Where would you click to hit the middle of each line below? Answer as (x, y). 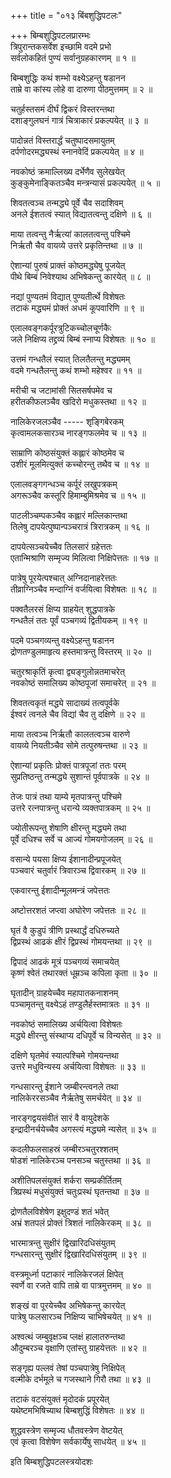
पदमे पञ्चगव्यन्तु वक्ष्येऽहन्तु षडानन (62, 640)
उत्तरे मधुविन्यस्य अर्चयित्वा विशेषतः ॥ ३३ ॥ (78, 1066)
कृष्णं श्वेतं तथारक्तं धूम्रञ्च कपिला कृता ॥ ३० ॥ (84, 973)
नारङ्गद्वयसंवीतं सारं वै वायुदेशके (60, 1118)
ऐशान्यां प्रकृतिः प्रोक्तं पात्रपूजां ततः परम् (68, 765)
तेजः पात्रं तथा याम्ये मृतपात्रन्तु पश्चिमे (66, 796)
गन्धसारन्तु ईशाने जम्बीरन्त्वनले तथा (64, 1086)
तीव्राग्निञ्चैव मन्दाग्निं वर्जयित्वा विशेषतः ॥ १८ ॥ (83, 589)
